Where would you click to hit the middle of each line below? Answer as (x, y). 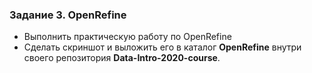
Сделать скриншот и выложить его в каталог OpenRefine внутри (162, 47)
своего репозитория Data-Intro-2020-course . (122, 58)
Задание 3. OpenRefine (68, 15)
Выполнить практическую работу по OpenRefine (127, 37)
